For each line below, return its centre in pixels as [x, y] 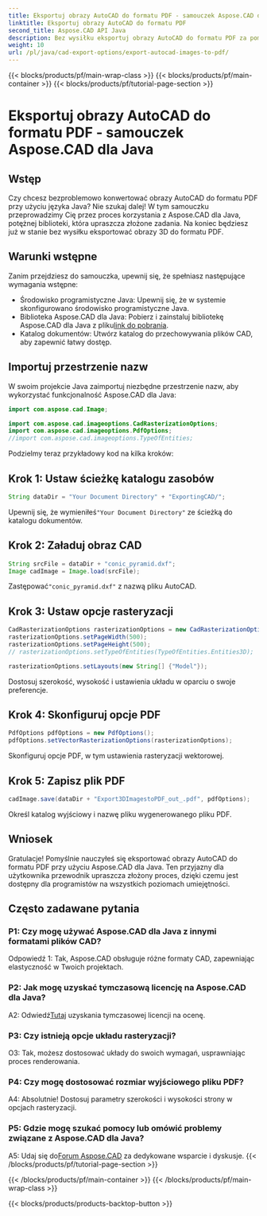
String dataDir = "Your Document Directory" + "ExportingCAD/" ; [117, 497]
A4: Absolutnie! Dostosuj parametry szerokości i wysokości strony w [120, 1099]
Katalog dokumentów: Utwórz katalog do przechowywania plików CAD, [136, 333]
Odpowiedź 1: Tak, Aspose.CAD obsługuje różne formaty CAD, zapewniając [132, 958]
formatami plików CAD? [55, 941]
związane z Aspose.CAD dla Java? [76, 1138]
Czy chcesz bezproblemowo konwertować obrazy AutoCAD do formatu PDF [133, 198]
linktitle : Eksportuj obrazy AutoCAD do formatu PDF [97, 23]
